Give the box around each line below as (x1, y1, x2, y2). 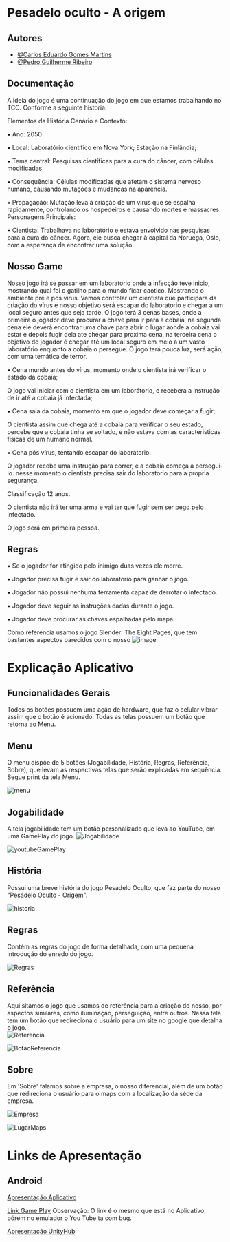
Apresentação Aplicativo (7, 1193, 77, 1201)
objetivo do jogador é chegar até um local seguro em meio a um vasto (7, 338, 205, 346)
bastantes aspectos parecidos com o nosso (7, 636, 131, 644)
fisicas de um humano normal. (7, 435, 93, 443)
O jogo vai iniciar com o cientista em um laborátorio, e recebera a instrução (7, 386, 220, 394)
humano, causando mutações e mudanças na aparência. (7, 185, 168, 193)
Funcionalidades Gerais (7, 687, 111, 699)
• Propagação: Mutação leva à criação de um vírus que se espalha (7, 198, 196, 206)
